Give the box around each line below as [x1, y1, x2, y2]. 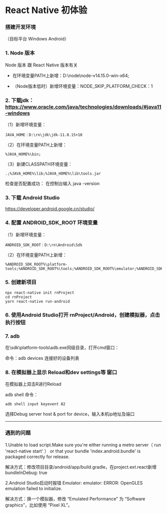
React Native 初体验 [5, 4, 87, 16]
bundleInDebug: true [5, 470, 48, 476]
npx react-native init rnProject [5, 290, 75, 295]
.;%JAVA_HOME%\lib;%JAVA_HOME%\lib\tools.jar [5, 171, 101, 176]
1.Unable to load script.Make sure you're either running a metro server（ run [5, 442, 162, 448]
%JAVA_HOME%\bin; [5, 152, 41, 157]
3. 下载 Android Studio [5, 194, 60, 201]
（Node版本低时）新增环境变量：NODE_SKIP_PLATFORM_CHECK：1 [12, 83, 153, 89]
